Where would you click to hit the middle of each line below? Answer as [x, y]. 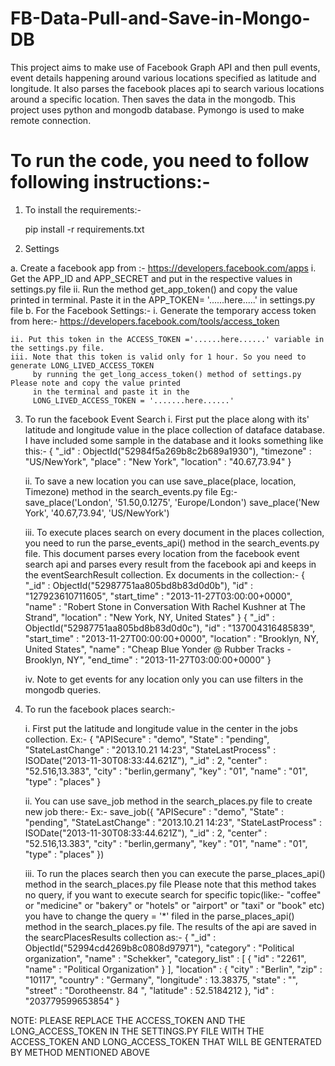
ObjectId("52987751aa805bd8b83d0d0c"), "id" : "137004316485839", [170, 628]
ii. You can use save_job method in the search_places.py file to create [168, 801]
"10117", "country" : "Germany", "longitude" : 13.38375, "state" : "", [161, 979]
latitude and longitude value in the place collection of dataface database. [175, 429]
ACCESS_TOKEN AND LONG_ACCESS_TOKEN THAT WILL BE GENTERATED [166, 1041]
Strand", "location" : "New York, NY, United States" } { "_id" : [149, 617]
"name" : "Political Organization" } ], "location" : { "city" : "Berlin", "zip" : [173, 969]
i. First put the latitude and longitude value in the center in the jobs [161, 728]
